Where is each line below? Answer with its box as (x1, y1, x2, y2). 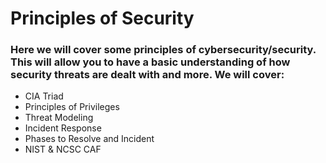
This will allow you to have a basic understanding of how (10, 55, 291, 69)
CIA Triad (24, 90, 64, 102)
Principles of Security (10, 7, 195, 30)
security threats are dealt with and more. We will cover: (10, 68, 285, 82)
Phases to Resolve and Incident (24, 133, 155, 145)
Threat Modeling (24, 112, 94, 124)
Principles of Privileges (24, 101, 120, 113)
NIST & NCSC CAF (24, 143, 102, 156)
